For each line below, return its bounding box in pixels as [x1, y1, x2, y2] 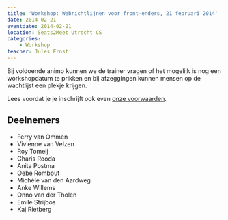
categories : [7, 36, 41, 42]
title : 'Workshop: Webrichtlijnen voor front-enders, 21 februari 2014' [7, 10, 218, 17]
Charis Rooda [16, 154, 56, 163]
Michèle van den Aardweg [16, 176, 91, 184]
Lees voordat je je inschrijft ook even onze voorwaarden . [7, 94, 167, 102]
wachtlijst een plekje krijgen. [7, 81, 87, 90]
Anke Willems [16, 183, 56, 191]
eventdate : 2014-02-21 [7, 23, 72, 29]
